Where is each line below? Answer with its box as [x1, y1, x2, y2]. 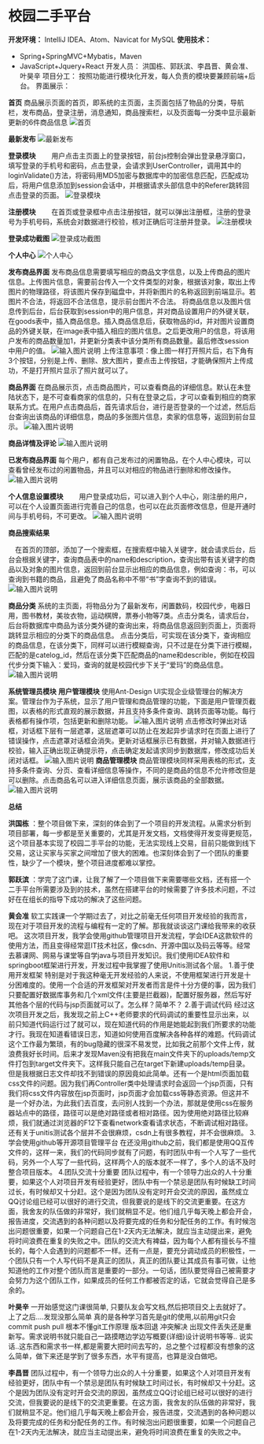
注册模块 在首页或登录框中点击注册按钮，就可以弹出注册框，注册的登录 [8, 206, 251, 217]
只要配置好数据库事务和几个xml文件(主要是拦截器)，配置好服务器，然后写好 [8, 989, 252, 999]
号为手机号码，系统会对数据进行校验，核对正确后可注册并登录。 [8, 217, 214, 226]
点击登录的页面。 [8, 190, 64, 199]
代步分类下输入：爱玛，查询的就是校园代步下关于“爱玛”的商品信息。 [8, 659, 228, 670]
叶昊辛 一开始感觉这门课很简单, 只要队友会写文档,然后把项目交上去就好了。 [8, 1301, 250, 1312]
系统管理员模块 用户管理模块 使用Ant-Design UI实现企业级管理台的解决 [8, 686, 237, 696]
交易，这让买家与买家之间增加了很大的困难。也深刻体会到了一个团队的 [8, 848, 236, 857]
